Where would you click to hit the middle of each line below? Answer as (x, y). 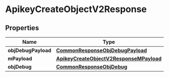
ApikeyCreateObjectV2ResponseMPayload (109, 59)
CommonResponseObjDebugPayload (102, 50)
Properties (22, 28)
